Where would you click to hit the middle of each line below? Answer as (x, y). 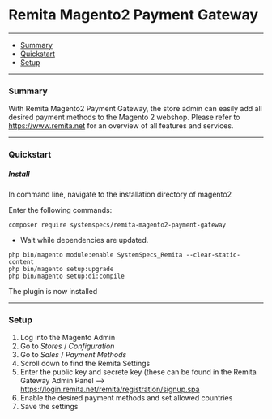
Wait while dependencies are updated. (84, 240)
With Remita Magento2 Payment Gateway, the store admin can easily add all (136, 109)
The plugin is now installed (53, 292)
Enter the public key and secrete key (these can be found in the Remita (138, 372)
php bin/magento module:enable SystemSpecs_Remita (96, 255)
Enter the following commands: (60, 210)
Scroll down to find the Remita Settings (85, 364)
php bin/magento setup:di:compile (67, 276)
